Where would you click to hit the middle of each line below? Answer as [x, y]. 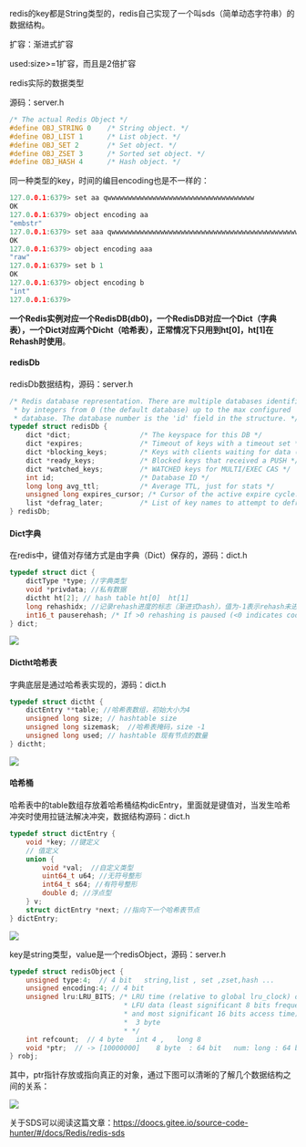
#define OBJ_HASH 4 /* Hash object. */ [95, 162]
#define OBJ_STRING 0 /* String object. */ [99, 128]
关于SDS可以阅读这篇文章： [61, 1123]
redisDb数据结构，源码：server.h [71, 384]
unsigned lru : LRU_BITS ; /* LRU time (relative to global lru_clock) [158, 997]
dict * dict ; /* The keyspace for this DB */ [144, 435]
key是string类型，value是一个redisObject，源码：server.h [117, 954]
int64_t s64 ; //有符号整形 [90, 885]
